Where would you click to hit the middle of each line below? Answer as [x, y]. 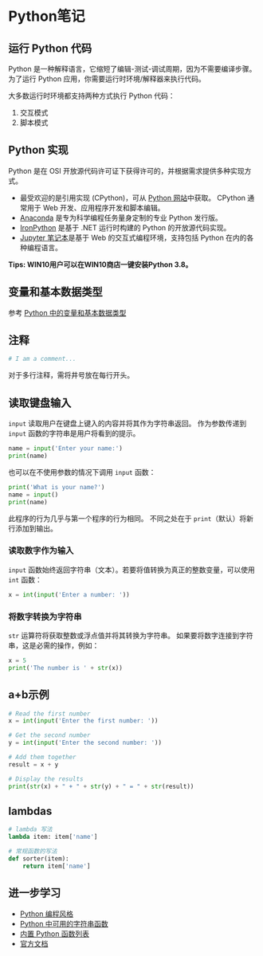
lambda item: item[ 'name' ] [53, 837]
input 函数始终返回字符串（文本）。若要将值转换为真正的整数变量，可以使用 [131, 570]
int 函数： [25, 579]
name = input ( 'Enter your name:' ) [66, 449]
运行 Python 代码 [50, 48]
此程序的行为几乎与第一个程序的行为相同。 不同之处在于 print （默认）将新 [131, 518]
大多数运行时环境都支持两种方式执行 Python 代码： [92, 96]
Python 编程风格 [47, 914]
